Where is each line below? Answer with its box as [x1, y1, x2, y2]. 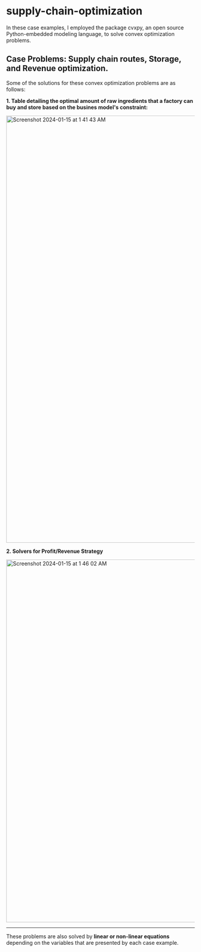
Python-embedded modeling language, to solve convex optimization [6, 30, 175, 37]
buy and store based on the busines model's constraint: [6, 104, 148, 111]
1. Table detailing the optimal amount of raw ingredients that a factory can [6, 97, 193, 104]
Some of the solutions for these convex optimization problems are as [6, 79, 176, 86]
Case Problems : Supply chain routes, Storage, [6, 54, 181, 64]
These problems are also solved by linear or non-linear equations [6, 932, 170, 940]
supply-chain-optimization [6, 4, 142, 18]
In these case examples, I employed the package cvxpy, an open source [6, 24, 184, 31]
